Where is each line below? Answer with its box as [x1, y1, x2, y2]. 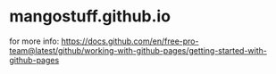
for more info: [9, 36, 60, 46]
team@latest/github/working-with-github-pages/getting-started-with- [9, 45, 268, 55]
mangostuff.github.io [9, 6, 171, 27]
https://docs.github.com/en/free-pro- [61, 36, 199, 46]
